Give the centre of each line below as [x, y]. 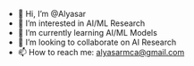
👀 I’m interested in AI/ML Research [81, 23]
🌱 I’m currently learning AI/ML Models [88, 33]
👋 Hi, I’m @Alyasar [52, 14]
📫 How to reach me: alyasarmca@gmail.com [101, 52]
